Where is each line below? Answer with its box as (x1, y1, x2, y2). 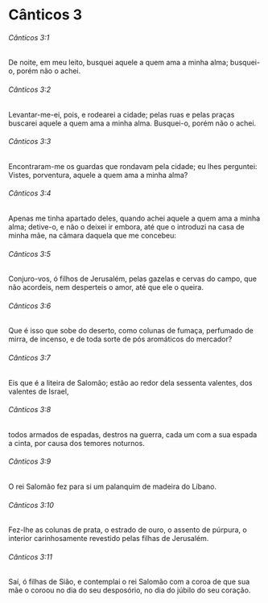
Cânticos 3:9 (8, 456, 52, 466)
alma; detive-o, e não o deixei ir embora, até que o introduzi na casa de (8, 222, 245, 231)
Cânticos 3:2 (8, 85, 52, 94)
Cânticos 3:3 (8, 137, 52, 147)
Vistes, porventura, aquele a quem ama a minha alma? (8, 170, 188, 180)
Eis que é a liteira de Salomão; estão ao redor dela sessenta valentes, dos (8, 378, 253, 387)
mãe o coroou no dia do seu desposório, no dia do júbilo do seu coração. (8, 585, 251, 595)
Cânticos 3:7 (8, 353, 51, 362)
